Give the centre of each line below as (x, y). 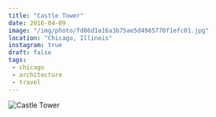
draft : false (30, 53)
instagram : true (35, 45)
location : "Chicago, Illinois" (60, 38)
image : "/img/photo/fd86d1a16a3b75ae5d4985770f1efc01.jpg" (109, 30)
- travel (26, 82)
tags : (17, 60)
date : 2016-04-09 (37, 23)
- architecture (37, 75)
